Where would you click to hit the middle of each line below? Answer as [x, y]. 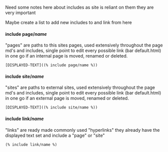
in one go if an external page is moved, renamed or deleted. [67, 98]
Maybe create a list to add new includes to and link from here [69, 22]
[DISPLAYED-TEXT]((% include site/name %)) [52, 108]
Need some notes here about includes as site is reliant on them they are [80, 7]
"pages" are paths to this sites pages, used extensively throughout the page [84, 45]
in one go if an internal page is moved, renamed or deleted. [67, 56]
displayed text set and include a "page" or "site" [55, 135]
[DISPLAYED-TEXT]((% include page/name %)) [52, 65]
